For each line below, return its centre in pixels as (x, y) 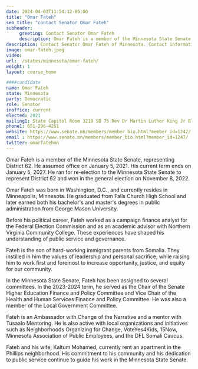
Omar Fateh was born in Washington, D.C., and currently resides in (87, 190)
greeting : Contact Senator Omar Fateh (67, 34)
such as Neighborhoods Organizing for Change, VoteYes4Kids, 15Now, (92, 329)
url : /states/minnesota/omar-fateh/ (52, 61)
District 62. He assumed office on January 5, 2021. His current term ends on (99, 166)
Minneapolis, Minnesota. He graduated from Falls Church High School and (96, 196)
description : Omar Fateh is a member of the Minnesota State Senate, (106, 39)
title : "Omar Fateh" (32, 17)
